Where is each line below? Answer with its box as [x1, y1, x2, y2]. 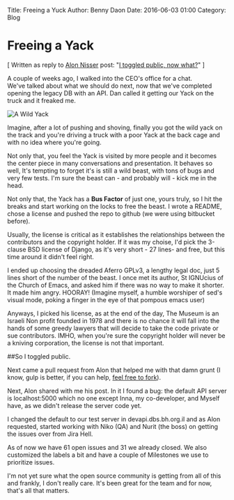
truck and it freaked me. [7, 96, 77, 104]
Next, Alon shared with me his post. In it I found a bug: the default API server [7, 386, 227, 395]
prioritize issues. [7, 458, 55, 466]
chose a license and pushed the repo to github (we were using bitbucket [7, 209, 215, 218]
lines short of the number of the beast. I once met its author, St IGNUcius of [7, 273, 224, 281]
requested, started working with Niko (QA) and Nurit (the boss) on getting [7, 422, 218, 430]
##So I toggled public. [7, 352, 71, 361]
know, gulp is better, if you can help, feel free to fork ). [7, 373, 162, 382]
